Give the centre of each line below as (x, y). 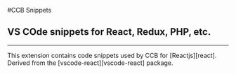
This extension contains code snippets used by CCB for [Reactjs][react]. (112, 55)
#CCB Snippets (29, 10)
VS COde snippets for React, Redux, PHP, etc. (109, 32)
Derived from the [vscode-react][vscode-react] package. (90, 63)
